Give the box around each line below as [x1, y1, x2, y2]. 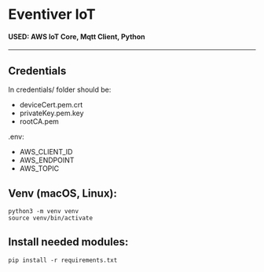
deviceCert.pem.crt [19, 100, 83, 110]
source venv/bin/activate [8, 214, 93, 223]
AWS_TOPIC [19, 164, 60, 173]
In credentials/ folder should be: [8, 85, 112, 95]
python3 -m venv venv [8, 208, 79, 216]
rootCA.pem [19, 117, 59, 126]
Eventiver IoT [8, 5, 96, 24]
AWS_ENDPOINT [19, 155, 75, 165]
